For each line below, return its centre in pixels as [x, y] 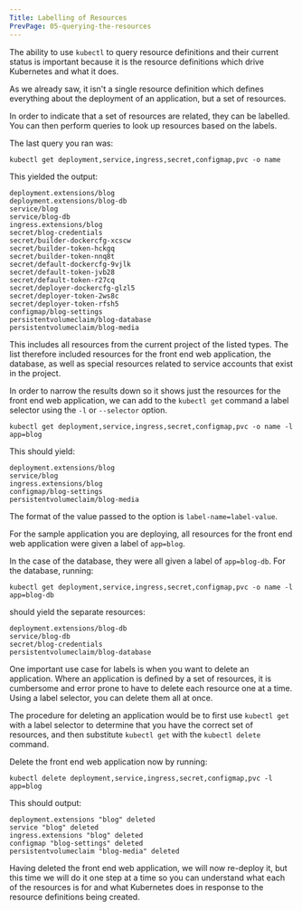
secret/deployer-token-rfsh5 [64, 304]
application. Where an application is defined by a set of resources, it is [141, 679]
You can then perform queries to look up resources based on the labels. [143, 125]
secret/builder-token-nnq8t [62, 256]
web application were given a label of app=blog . [97, 543]
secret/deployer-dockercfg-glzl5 [72, 288]
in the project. [35, 373]
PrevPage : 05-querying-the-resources [80, 26]
